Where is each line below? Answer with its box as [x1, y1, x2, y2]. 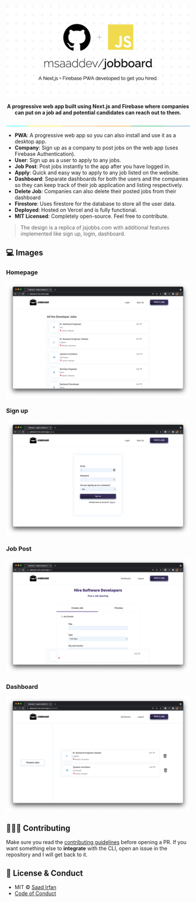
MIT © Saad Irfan [14, 884, 57, 891]
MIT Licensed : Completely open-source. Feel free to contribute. [14, 213, 169, 220]
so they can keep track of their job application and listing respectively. [14, 182, 183, 189]
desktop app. [14, 138, 47, 145]
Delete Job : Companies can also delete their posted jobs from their [14, 188, 177, 194]
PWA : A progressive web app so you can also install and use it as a [14, 132, 176, 139]
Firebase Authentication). [14, 151, 76, 157]
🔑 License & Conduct [6, 868, 83, 878]
